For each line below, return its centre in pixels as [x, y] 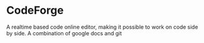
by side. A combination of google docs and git [64, 33]
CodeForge [35, 10]
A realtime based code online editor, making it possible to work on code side [102, 27]
